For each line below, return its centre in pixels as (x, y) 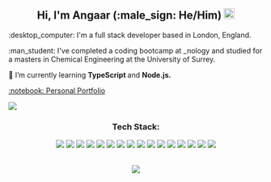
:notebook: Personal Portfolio (57, 91)
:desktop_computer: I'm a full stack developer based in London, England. (130, 35)
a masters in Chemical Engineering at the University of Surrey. (112, 59)
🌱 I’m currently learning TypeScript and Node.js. (90, 74)
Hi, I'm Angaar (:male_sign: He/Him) (129, 16)
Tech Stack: (136, 126)
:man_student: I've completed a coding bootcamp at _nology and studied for (135, 50)
